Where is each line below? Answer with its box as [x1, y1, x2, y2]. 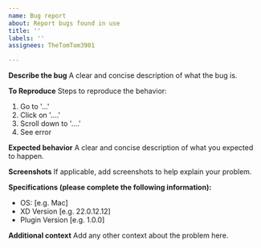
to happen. [8, 152, 44, 161]
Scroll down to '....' [19, 119, 82, 128]
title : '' [8, 26, 42, 35]
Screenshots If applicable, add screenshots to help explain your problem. [8, 167, 252, 177]
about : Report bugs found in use [8, 19, 120, 27]
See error [19, 128, 52, 137]
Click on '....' [19, 110, 61, 120]
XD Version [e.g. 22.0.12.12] [19, 206, 111, 217]
